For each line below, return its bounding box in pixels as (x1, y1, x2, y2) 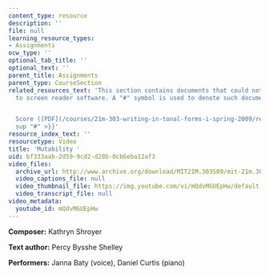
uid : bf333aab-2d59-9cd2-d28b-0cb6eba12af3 (8, 152, 156, 160)
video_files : (8, 160, 52, 168)
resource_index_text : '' (8, 130, 91, 139)
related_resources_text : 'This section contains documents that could (8, 86, 249, 95)
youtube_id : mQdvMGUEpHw (15, 204, 98, 212)
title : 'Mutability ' (8, 145, 81, 153)
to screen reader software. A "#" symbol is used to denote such (15, 94, 239, 102)
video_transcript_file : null (15, 190, 113, 198)
